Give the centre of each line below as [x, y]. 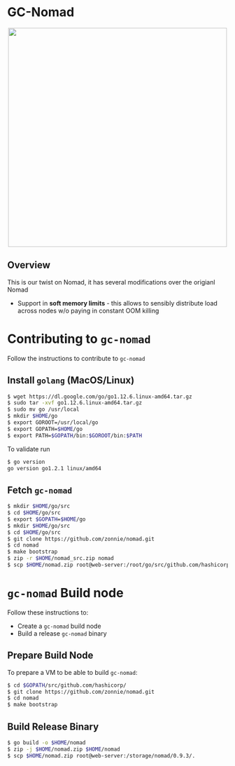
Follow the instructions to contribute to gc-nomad [76, 358]
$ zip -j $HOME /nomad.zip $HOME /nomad [64, 749]
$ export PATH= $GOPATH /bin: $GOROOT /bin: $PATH [74, 435]
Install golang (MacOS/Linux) [71, 380]
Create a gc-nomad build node [59, 626]
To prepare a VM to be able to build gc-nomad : [72, 672]
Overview [29, 265]
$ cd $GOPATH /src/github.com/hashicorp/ [67, 685]
